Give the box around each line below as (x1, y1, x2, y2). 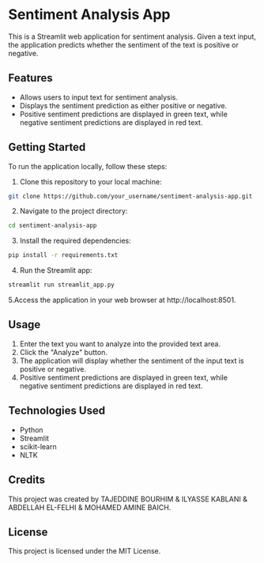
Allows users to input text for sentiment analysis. (19, 93, 179, 102)
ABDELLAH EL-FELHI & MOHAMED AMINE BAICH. (8, 502, 172, 512)
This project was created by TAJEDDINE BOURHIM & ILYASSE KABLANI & (8, 494, 247, 504)
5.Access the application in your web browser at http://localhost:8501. (8, 295, 236, 305)
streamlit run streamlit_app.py (8, 281, 115, 289)
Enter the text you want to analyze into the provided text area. (19, 338, 221, 349)
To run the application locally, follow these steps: (8, 161, 168, 171)
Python (19, 425, 43, 434)
